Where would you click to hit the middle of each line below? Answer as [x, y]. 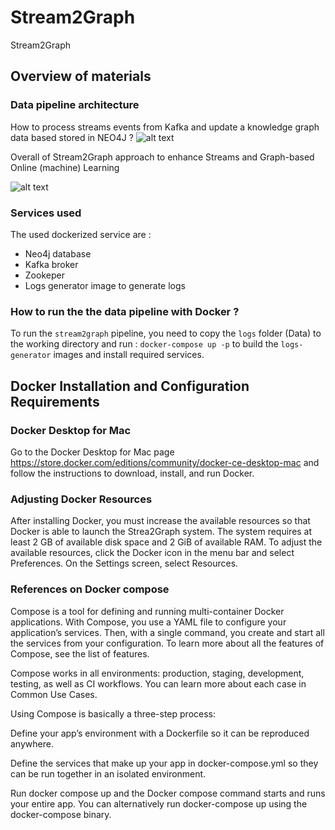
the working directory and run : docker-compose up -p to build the [144, 344]
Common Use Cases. [54, 694]
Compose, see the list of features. [80, 653]
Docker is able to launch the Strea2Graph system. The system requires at [161, 532]
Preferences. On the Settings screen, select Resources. [124, 563]
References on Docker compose [90, 589]
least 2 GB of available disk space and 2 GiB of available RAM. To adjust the [166, 542]
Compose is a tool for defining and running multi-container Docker [147, 611]
